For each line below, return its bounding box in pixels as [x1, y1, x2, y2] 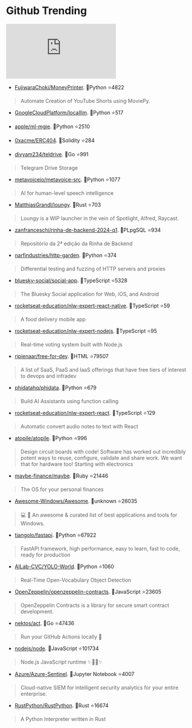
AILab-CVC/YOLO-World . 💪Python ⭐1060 [14, 563, 114, 570]
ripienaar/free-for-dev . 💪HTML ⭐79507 [14, 352, 109, 359]
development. [20, 607, 54, 615]
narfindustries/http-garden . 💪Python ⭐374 [14, 252, 117, 259]
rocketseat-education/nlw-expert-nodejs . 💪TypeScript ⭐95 [14, 327, 157, 334]
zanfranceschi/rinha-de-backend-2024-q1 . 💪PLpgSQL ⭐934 [14, 226, 161, 233]
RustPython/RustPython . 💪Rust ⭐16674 [14, 702, 109, 709]
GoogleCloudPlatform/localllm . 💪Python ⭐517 [14, 109, 124, 116]
